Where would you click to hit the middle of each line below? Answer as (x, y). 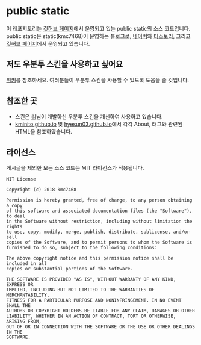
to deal (16, 216)
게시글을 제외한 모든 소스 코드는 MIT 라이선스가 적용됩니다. (75, 168)
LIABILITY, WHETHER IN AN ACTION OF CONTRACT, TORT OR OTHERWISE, (91, 316)
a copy (14, 206)
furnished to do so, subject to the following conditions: (82, 248)
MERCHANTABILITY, (28, 295)
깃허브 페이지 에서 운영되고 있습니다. (48, 43)
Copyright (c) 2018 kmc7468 (42, 190)
